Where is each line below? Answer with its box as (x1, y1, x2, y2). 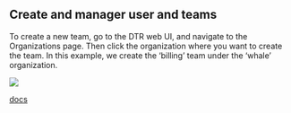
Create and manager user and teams (9, 7, 218, 22)
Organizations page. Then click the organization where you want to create (9, 40, 283, 51)
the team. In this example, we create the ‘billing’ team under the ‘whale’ (9, 49, 271, 61)
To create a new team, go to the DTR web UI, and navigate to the (9, 30, 248, 41)
